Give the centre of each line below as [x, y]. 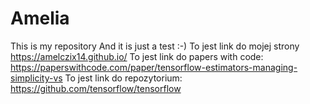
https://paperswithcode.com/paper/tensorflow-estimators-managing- [154, 67]
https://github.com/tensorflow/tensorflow [96, 88]
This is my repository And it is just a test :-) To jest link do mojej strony [155, 46]
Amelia [40, 18]
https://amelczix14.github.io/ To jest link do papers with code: [137, 56]
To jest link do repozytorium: [123, 78]
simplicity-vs [36, 78]
